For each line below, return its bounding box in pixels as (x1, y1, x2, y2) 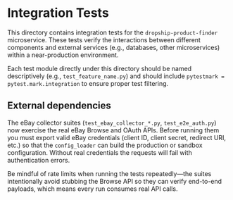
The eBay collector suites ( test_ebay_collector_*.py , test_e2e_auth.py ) (7, 118, 217, 127)
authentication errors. (7, 156, 70, 164)
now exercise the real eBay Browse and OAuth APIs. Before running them (7, 125, 220, 135)
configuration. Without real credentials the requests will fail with (7, 148, 192, 156)
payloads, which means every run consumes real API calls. (7, 185, 178, 193)
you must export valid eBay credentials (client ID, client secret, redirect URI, (7, 133, 227, 142)
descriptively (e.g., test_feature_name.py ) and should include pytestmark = (7, 72, 225, 80)
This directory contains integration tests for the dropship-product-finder (7, 28, 218, 37)
